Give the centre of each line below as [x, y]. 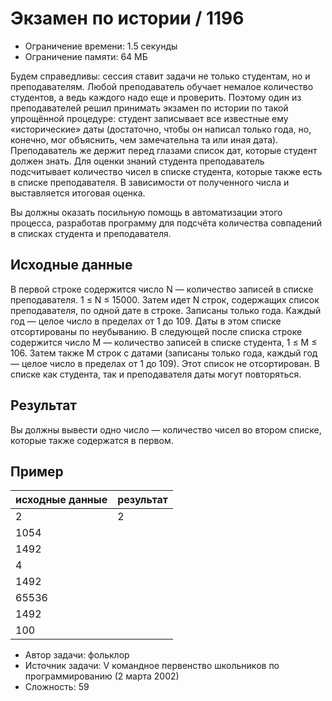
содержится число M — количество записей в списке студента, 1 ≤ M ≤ [164, 342]
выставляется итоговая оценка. [78, 193]
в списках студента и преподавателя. [91, 233]
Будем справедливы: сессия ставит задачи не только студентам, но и [160, 76]
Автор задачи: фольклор [77, 655]
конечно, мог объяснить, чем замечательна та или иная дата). [144, 139]
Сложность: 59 [57, 687]
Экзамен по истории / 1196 [127, 18]
